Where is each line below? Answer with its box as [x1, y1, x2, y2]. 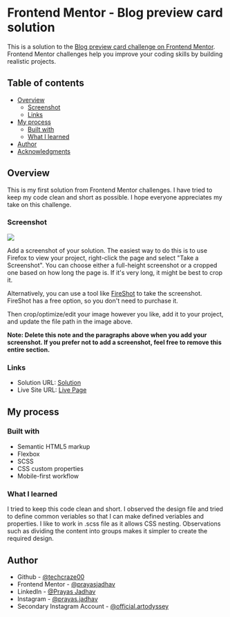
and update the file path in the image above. [7, 317, 133, 325]
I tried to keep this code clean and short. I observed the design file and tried [7, 505, 223, 513]
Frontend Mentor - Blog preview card [7, 5, 223, 21]
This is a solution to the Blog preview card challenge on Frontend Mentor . [7, 42, 215, 51]
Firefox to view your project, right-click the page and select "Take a [7, 253, 199, 262]
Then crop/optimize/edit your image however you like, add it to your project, [7, 310, 224, 318]
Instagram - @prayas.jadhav [17, 594, 98, 603]
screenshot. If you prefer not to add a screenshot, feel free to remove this [7, 338, 222, 346]
